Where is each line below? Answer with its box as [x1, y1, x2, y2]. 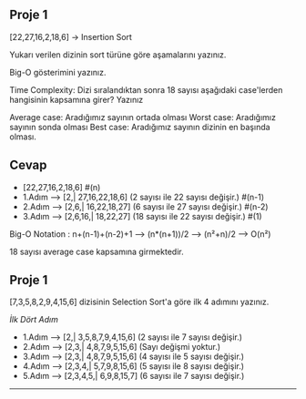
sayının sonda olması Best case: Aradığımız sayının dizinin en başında [9, 121, 270, 132]
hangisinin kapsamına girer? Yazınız [9, 94, 144, 105]
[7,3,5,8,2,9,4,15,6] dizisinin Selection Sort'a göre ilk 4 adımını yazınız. [9, 296, 270, 308]
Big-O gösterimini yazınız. [9, 66, 107, 77]
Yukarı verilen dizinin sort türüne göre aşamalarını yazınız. [9, 49, 227, 60]
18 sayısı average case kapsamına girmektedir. [9, 246, 184, 257]
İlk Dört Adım [9, 314, 59, 325]
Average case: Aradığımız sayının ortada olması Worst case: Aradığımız [9, 111, 276, 122]
